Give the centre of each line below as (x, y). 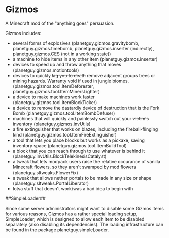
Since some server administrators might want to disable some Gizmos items (84, 208)
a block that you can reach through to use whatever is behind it (79, 151)
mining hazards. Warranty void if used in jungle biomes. (71, 81)
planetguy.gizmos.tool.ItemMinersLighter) (56, 91)
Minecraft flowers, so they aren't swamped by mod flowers (74, 167)
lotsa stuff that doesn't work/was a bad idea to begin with (73, 188)
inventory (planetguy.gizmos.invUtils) (52, 124)
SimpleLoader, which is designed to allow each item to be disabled (75, 219)
